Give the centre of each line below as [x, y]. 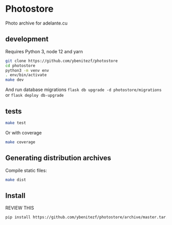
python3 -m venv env [27, 70]
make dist [16, 179]
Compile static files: [26, 170]
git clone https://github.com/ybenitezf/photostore [61, 61]
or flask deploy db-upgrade [35, 95]
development [27, 39]
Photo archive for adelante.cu [37, 23]
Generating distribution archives [58, 158]
